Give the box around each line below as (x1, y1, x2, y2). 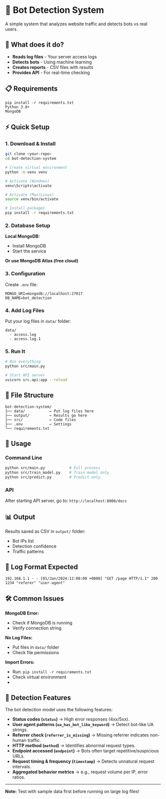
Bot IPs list (12, 538, 34, 544)
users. (5, 26, 18, 32)
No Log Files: (5, 634, 33, 640)
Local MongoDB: (5, 233, 40, 240)
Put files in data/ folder (12, 644, 59, 650)
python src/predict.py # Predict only (5, 475, 100, 480)
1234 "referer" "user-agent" (5, 580, 65, 585)
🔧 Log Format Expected (5, 563, 78, 571)
